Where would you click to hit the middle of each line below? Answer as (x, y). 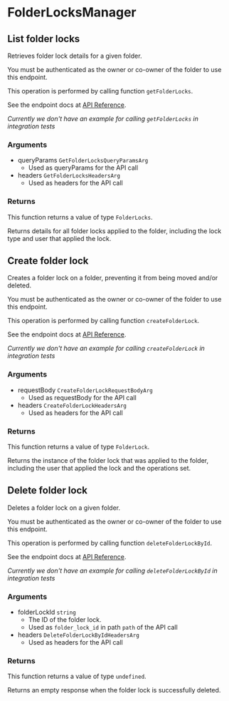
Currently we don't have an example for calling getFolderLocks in (103, 119)
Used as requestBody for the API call (82, 397)
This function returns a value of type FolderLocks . (80, 217)
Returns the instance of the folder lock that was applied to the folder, (108, 460)
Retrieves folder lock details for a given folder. (75, 56)
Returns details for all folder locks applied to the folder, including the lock (114, 231)
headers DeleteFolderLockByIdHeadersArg (79, 635)
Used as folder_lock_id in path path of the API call (103, 628)
